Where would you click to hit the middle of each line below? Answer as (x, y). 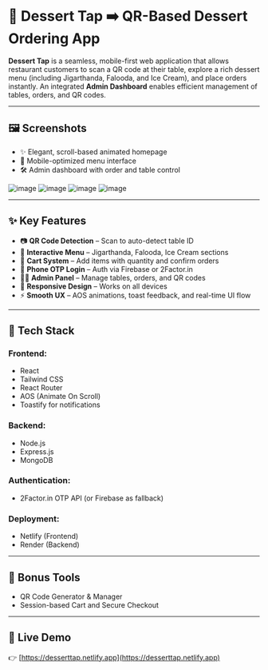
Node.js (33, 443)
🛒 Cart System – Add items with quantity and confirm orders (119, 261)
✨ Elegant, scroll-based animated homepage (93, 152)
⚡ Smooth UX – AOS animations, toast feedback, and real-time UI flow (135, 295)
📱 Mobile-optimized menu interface (78, 161)
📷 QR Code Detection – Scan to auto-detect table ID (106, 241)
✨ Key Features (47, 221)
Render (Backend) (49, 544)
